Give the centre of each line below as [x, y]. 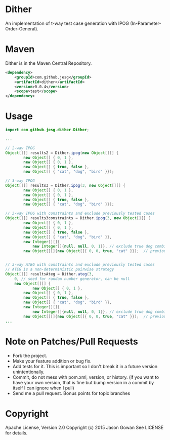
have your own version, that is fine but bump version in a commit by [83, 382]
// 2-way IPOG [20, 148]
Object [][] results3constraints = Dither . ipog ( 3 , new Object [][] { [78, 218]
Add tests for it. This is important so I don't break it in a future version [85, 366]
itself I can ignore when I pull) [43, 388]
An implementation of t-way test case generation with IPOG [67, 23]
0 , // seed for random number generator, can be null [72, 279]
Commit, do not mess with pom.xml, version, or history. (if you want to [86, 377]
